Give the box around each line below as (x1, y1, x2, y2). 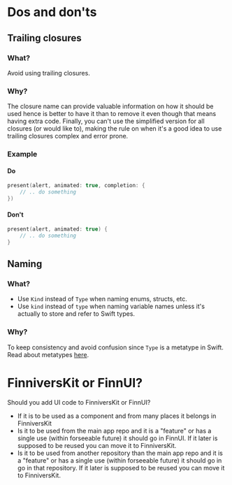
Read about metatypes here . (7, 350, 89, 359)
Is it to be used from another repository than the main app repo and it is (17, 449, 224, 457)
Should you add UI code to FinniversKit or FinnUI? (7, 398, 151, 406)
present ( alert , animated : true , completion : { (7, 182, 145, 189)
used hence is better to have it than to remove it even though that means (7, 110, 217, 118)
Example (7, 150, 38, 159)
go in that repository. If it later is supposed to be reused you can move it (17, 463, 225, 472)
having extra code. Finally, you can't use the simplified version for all (7, 117, 205, 126)
